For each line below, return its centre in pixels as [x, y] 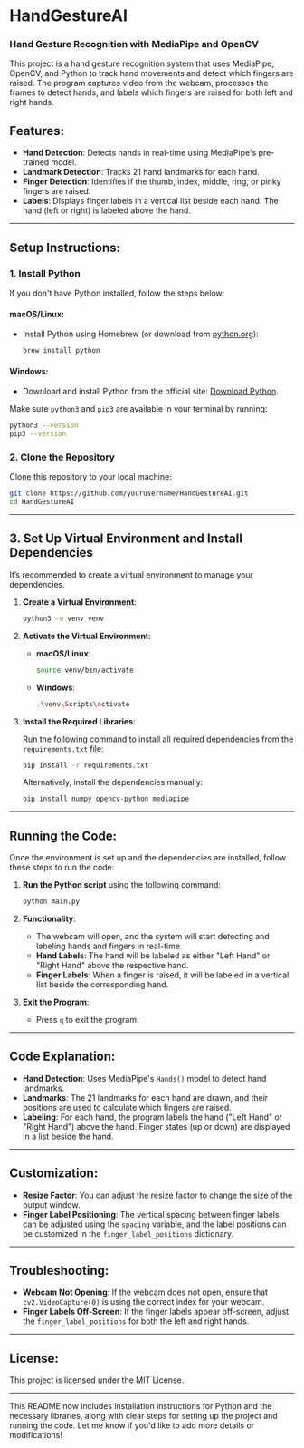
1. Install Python [45, 273]
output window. [51, 1205]
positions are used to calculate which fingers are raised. [127, 1107]
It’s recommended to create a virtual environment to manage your [132, 574]
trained [36, 162]
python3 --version [44, 426]
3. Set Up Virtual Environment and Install [126, 539]
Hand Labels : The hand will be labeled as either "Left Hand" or [153, 955]
